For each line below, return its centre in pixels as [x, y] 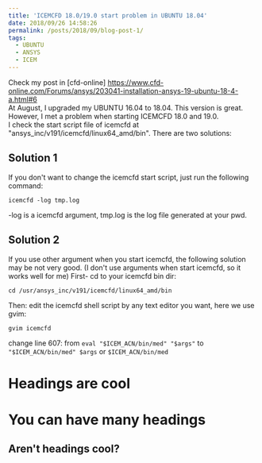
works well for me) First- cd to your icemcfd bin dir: [92, 276]
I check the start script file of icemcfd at [74, 125]
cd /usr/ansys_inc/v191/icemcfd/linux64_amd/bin [90, 291]
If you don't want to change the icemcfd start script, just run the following [129, 177]
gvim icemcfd [30, 328]
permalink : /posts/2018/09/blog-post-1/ [76, 30]
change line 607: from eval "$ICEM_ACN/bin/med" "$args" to [106, 343]
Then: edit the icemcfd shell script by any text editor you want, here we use [132, 305]
